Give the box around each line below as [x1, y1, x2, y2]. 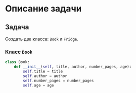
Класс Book [5, 48, 33, 55]
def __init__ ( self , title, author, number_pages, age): [14, 64, 132, 70]
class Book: [5, 60, 30, 65]
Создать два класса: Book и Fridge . [5, 36, 79, 42]
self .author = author [23, 73, 68, 79]
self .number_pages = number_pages [23, 78, 94, 83]
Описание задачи [5, 3, 82, 14]
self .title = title [23, 69, 63, 74]
